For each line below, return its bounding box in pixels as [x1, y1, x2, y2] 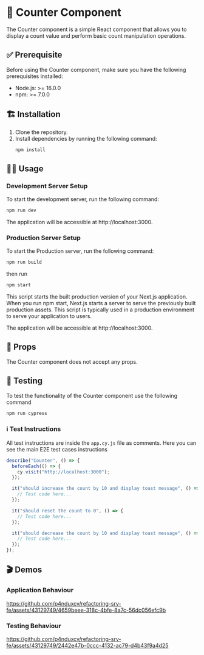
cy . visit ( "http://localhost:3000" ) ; [17, 469, 110, 475]
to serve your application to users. [6, 313, 92, 320]
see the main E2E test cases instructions [6, 445, 108, 453]
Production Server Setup [6, 233, 81, 242]
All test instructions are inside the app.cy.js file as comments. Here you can [6, 439, 197, 447]
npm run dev [6, 207, 36, 214]
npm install [15, 146, 46, 153]
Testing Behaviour [6, 621, 62, 630]
